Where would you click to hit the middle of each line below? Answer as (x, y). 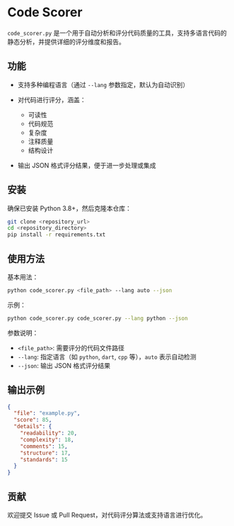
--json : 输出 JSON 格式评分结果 (64, 365)
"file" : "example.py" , (47, 413)
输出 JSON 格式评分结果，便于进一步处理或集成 (87, 165)
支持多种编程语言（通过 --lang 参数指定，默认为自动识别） (103, 84)
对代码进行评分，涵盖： (52, 99)
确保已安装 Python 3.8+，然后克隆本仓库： (70, 208)
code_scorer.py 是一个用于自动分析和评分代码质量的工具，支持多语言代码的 (117, 33)
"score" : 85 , (33, 420)
